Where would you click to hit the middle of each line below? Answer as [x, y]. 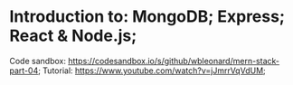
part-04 [24, 71]
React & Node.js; [73, 36]
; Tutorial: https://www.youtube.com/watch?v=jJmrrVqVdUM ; [152, 71]
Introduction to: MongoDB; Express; [147, 17]
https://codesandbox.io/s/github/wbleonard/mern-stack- [174, 61]
